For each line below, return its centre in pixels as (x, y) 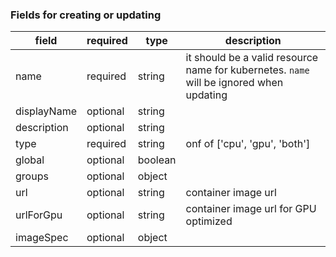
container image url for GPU (251, 209)
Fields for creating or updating (86, 15)
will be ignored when (234, 83)
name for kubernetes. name (247, 70)
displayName (46, 111)
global (30, 160)
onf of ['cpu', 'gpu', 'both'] (248, 144)
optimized (209, 221)
